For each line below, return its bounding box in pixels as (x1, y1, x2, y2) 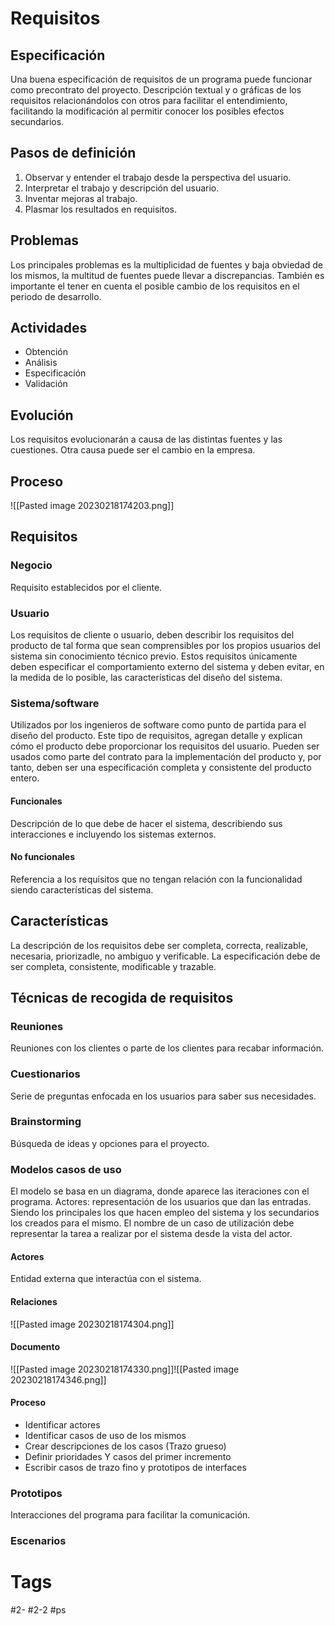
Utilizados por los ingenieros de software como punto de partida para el (10, 719, 307, 731)
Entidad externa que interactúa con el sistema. (10, 1273, 202, 1285)
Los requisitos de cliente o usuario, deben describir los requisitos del (10, 629, 295, 641)
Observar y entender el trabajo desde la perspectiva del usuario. (24, 171, 292, 183)
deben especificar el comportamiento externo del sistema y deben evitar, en (10, 661, 325, 673)
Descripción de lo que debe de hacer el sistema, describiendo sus (10, 817, 283, 829)
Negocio (10, 558, 53, 572)
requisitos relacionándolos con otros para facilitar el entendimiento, (10, 95, 288, 106)
